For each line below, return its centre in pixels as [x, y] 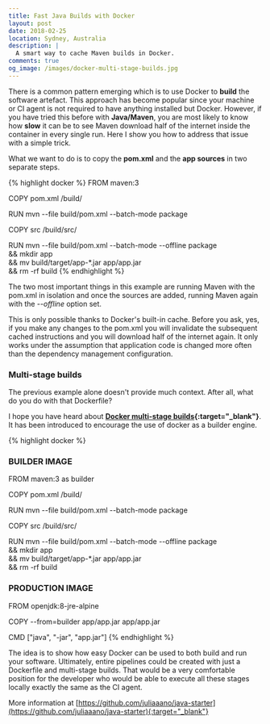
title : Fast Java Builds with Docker [72, 16]
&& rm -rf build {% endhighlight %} [66, 270]
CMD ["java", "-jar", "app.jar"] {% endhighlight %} [91, 637]
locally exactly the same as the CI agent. [75, 687]
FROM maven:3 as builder [51, 479]
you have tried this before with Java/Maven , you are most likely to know [128, 117]
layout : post [30, 23]
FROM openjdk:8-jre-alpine [54, 605]
